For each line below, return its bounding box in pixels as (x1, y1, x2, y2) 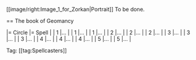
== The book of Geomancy (6, 17, 74, 24)
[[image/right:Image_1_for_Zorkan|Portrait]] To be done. (6, 6, 145, 13)
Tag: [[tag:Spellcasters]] (6, 47, 67, 54)
